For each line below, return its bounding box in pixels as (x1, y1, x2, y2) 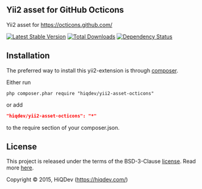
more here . (6, 164, 34, 171)
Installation (6, 51, 50, 61)
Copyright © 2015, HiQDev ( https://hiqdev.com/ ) (6, 176, 128, 184)
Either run (6, 79, 31, 86)
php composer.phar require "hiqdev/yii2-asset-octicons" (6, 90, 154, 96)
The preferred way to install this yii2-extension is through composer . (6, 66, 179, 74)
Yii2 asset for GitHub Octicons (6, 5, 124, 15)
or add (6, 101, 23, 109)
